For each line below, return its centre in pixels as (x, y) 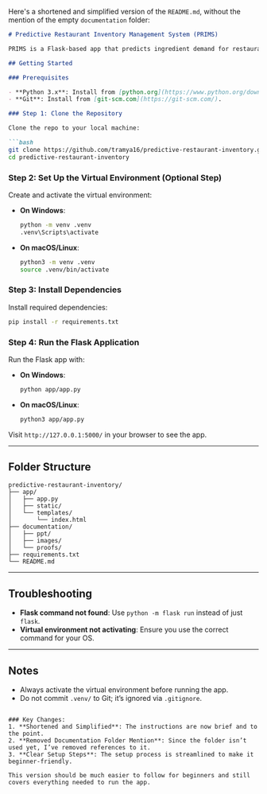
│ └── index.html (48, 520)
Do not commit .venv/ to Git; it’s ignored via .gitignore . (111, 699)
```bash (21, 142)
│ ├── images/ (35, 541)
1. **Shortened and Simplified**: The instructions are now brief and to (133, 727)
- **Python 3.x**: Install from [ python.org (83, 92)
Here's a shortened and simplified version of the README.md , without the (124, 12)
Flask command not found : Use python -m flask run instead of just (131, 613)
